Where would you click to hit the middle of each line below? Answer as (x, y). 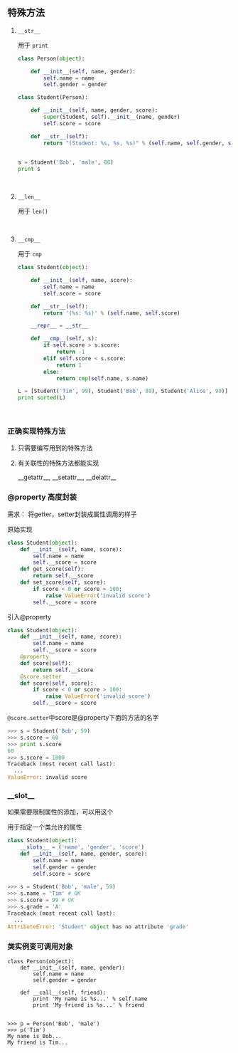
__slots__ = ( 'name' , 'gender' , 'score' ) (82, 847)
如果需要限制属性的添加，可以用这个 (60, 812)
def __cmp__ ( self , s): (64, 339)
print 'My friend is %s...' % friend (88, 1005)
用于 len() (33, 211)
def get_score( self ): (52, 569)
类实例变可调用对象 (40, 946)
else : (52, 372)
